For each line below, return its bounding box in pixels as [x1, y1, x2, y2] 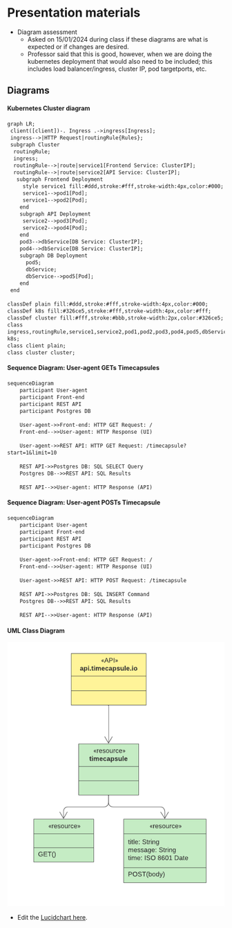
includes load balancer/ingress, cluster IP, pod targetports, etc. [27, 64, 207, 73]
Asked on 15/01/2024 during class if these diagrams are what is [27, 35, 209, 43]
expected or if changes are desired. [27, 42, 129, 51]
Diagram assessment [17, 28, 77, 36]
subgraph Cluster [10, 141, 60, 148]
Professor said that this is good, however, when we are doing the [27, 50, 213, 58]
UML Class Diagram [7, 626, 66, 635]
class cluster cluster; [7, 349, 76, 356]
